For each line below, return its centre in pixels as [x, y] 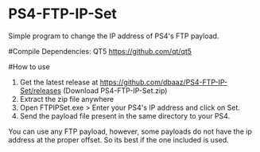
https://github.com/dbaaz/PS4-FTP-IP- [164, 82]
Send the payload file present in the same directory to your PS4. [125, 115]
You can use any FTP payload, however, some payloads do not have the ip [130, 131]
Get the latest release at [59, 82]
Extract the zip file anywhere [66, 99]
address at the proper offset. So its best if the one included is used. [118, 139]
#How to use [29, 66]
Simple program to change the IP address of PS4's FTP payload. [114, 36]
